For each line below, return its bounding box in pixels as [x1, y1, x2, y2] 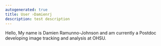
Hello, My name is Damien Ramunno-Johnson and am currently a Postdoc [5, 30, 157, 36]
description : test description [5, 16, 70, 21]
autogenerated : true [5, 7, 48, 12]
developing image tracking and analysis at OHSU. [5, 35, 107, 41]
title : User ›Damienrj [5, 12, 52, 17]
